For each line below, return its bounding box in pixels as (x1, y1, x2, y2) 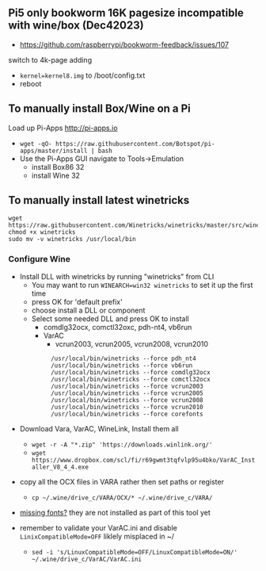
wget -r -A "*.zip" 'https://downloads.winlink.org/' (31, 440, 213, 449)
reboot (19, 79, 42, 88)
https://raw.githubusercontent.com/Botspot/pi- (55, 140, 215, 148)
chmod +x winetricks (8, 228, 77, 236)
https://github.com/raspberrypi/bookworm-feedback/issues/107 (19, 40, 230, 49)
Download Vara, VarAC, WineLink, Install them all (19, 423, 180, 433)
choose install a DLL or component (31, 305, 146, 315)
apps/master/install (19, 147, 88, 155)
